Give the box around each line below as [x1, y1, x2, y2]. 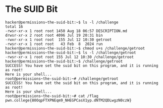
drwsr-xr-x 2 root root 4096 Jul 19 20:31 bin [5, 33, 103, 38]
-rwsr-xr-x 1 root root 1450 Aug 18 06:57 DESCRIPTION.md [5, 28, 127, 33]
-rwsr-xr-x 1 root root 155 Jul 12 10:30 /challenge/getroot [5, 54, 134, 59]
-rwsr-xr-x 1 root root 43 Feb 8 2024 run [5, 41, 103, 47]
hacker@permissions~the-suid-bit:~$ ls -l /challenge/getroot [5, 50, 136, 55]
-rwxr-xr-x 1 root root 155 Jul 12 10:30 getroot [5, 37, 112, 42]
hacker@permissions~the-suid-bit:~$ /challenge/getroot [5, 58, 123, 64]
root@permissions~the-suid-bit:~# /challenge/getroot [5, 76, 119, 81]
